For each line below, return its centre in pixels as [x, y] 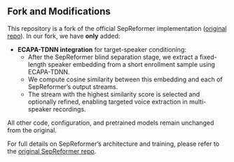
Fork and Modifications [59, 12]
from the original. [32, 130]
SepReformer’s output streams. [73, 86]
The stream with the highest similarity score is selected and [114, 94]
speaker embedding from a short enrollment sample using [132, 64]
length [37, 64]
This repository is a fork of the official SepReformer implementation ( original [117, 28]
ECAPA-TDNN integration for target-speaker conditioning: [102, 49]
